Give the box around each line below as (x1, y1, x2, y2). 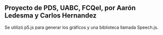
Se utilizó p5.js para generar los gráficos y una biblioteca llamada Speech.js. (4, 24, 159, 30)
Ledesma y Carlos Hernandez (4, 12, 97, 20)
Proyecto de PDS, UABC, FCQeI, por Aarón (4, 4, 136, 12)
